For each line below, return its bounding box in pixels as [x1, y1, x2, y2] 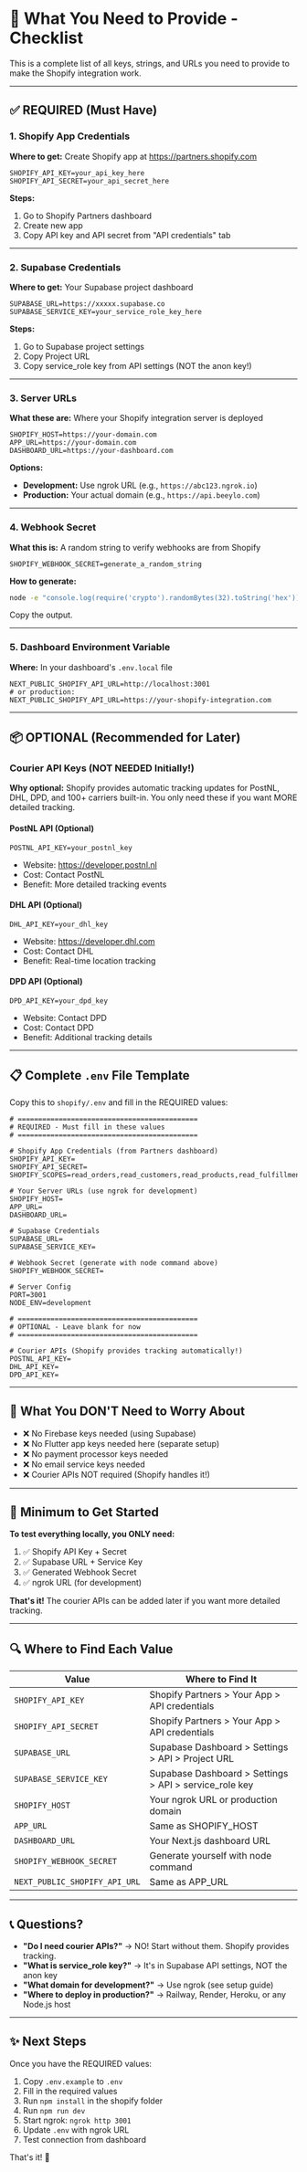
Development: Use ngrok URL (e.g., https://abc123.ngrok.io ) [22, 480, 258, 491]
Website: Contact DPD [22, 1012, 108, 1023]
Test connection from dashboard [22, 2134, 146, 2145]
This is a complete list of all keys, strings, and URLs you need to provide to [9, 58, 291, 69]
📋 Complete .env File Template [9, 1068, 190, 1083]
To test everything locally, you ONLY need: [9, 1529, 175, 1540]
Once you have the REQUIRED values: [9, 2058, 153, 2069]
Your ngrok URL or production [149, 1794, 278, 1807]
